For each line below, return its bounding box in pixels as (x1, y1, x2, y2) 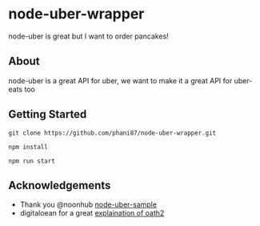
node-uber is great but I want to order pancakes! (8, 31, 170, 41)
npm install (8, 143, 48, 151)
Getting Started (8, 107, 87, 121)
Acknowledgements (8, 178, 111, 192)
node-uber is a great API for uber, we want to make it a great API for (8, 75, 233, 85)
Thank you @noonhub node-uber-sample (19, 200, 158, 209)
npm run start (8, 157, 56, 165)
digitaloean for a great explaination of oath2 (19, 208, 165, 218)
